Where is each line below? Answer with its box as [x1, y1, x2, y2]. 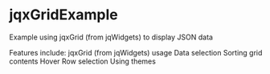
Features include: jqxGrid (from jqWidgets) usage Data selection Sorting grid [9, 47, 263, 57]
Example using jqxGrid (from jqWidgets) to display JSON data [9, 32, 214, 42]
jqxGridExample [9, 6, 119, 24]
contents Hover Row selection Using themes [9, 56, 156, 66]
